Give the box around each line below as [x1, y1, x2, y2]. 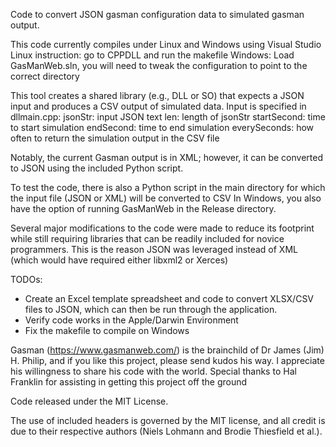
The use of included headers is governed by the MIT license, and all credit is [10, 415, 326, 426]
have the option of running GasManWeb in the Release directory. [10, 203, 277, 214]
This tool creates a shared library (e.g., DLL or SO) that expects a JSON [10, 90, 305, 101]
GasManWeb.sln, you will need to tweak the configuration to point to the [10, 60, 308, 71]
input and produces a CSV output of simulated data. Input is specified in [10, 100, 307, 112]
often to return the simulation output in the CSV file [10, 132, 220, 144]
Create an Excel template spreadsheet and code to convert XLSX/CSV [24, 293, 315, 304]
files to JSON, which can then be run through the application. [24, 304, 278, 315]
